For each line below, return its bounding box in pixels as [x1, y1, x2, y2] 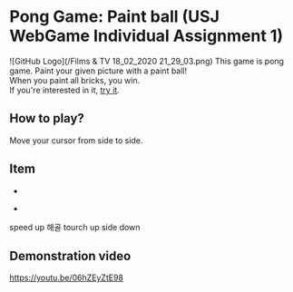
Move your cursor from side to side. [9, 134, 143, 146]
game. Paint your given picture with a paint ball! [9, 65, 188, 76]
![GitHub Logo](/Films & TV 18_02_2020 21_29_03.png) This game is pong [9, 55, 284, 66]
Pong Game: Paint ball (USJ [9, 6, 220, 27]
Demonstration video [9, 248, 132, 264]
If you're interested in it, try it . [9, 84, 120, 95]
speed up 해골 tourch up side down [9, 221, 141, 232]
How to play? [9, 111, 84, 126]
